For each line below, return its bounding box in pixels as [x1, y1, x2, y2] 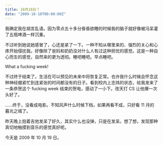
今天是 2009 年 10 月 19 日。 [5, 134, 62, 140]
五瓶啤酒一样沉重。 [9, 31, 48, 37]
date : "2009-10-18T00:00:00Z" [5, 12, 66, 16]
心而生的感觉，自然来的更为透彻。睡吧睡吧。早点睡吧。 [5, 54, 115, 59]
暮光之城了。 [5, 108, 31, 114]
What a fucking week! [5, 63, 49, 69]
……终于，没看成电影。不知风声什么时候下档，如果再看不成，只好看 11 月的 [5, 102, 154, 108]
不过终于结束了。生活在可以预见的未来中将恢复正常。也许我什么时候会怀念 [5, 73, 154, 79]
